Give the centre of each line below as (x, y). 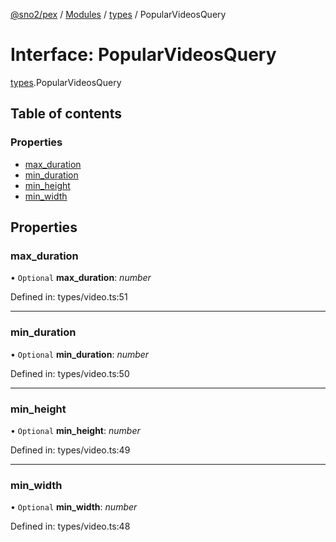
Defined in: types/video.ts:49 (70, 450)
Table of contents (66, 114)
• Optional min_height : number (75, 430)
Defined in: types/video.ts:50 (70, 373)
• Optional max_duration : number (81, 278)
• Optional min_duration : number (80, 354)
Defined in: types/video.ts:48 (70, 526)
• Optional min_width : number (74, 507)
